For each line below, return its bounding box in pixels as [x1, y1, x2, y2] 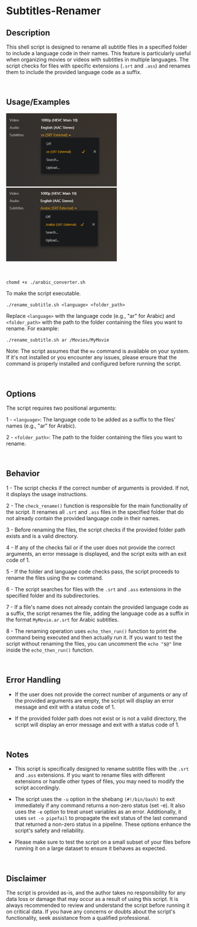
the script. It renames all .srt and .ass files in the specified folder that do [6, 508, 184, 516]
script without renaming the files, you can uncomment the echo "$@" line [6, 640, 182, 647]
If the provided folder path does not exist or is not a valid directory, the [14, 714, 187, 722]
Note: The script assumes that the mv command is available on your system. [6, 347, 190, 355]
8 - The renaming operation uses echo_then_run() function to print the [6, 627, 177, 635]
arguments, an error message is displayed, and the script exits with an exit [6, 550, 187, 557]
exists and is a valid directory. [6, 532, 78, 539]
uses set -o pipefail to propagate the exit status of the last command [14, 815, 188, 822]
